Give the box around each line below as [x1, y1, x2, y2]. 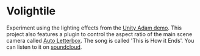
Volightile [6, 4, 56, 18]
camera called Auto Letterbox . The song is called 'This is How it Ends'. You [6, 37, 195, 44]
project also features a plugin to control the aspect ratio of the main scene [6, 30, 193, 37]
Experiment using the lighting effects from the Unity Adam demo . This [6, 24, 182, 31]
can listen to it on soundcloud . [6, 43, 82, 51]
